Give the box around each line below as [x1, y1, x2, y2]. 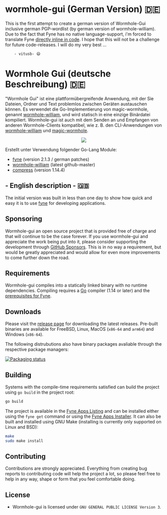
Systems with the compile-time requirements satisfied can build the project [5, 384, 160, 390]
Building [5, 371, 31, 379]
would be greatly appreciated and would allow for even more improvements [5, 249, 161, 255]
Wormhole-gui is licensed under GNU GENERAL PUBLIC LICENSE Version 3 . [12, 504, 162, 510]
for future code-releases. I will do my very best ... [5, 42, 107, 48]
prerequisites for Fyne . [5, 293, 52, 299]
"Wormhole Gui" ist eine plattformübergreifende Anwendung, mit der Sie [5, 95, 154, 101]
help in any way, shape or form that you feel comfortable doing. [5, 476, 136, 482]
